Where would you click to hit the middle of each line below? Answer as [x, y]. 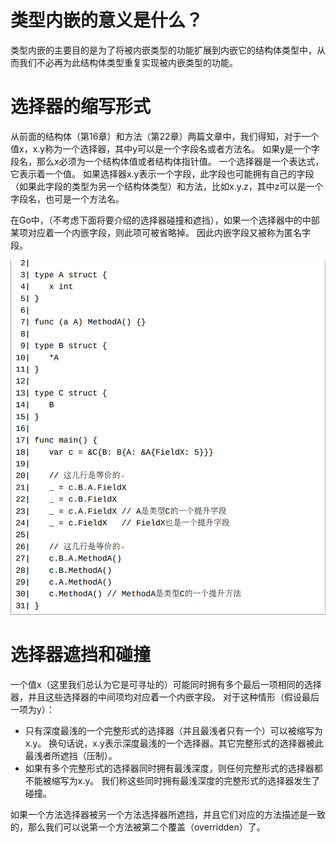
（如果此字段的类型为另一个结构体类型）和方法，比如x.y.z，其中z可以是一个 [167, 186]
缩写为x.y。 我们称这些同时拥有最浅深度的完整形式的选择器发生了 [186, 781]
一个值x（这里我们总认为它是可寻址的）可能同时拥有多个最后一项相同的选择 [166, 685]
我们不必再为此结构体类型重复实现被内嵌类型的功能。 [128, 62]
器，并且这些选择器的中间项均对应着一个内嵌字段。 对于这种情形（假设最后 [165, 697]
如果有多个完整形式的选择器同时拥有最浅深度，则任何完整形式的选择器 [169, 768]
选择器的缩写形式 [81, 107]
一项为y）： [32, 710]
